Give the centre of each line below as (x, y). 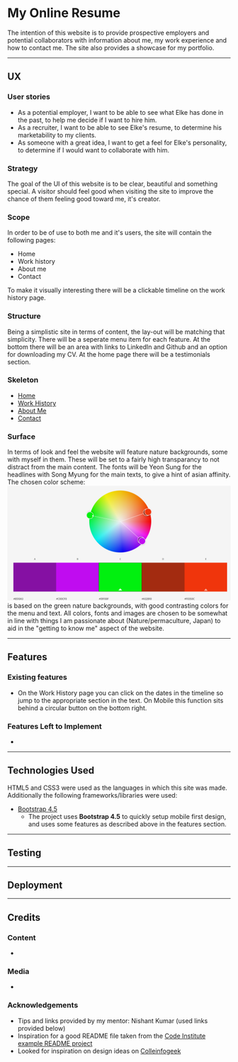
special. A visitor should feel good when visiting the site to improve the (110, 191)
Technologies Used (51, 771)
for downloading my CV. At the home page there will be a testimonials (109, 354)
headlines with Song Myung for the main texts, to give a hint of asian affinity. (119, 475)
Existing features (37, 677)
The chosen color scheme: (46, 482)
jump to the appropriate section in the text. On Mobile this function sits (120, 700)
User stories (29, 97)
